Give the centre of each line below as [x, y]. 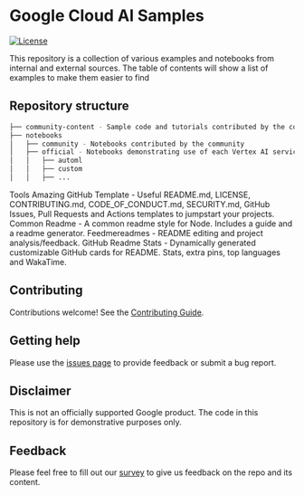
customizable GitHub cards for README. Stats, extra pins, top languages [145, 252]
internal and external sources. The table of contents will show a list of [139, 68]
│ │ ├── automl [46, 161]
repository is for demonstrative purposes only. [96, 423]
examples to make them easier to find [80, 77]
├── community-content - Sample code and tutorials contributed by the [147, 127]
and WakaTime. [38, 262]
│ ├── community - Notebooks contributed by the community [127, 144]
